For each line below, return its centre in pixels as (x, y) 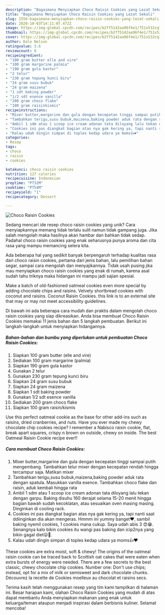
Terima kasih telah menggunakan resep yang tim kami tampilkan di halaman (82, 587)
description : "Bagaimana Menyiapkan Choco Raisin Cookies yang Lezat (78, 10)
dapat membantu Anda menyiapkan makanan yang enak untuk (69, 597)
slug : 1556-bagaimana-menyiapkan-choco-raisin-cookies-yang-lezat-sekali (82, 19)
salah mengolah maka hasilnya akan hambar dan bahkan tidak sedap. (76, 235)
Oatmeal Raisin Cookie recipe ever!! (42, 438)
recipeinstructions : (27, 110)
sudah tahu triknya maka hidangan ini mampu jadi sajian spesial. (70, 276)
